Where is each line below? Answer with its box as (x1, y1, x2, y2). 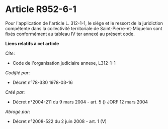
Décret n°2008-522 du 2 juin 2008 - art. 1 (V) (12, 118, 107, 124)
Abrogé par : (5, 108, 30, 114)
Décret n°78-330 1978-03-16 (12, 79, 73, 85)
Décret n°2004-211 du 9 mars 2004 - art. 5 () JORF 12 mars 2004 (12, 99, 148, 105)
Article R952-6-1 (5, 4, 77, 15)
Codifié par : (5, 69, 30, 76)
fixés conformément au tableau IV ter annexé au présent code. (5, 31, 135, 37)
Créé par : (5, 89, 25, 95)
